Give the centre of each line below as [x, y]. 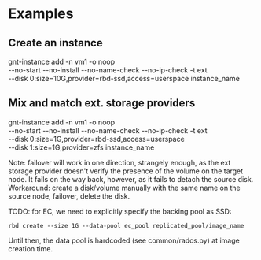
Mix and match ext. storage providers [102, 103]
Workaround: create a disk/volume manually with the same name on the [125, 188]
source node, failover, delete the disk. [69, 196]
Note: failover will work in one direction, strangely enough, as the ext [119, 162]
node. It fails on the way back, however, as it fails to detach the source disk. [131, 179]
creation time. [31, 248]
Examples [41, 14]
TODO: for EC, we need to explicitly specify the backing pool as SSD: [120, 211]
